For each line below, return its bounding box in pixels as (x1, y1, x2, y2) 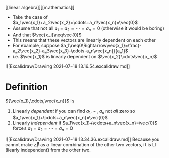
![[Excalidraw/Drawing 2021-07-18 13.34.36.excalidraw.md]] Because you (5, 136, 160, 142)
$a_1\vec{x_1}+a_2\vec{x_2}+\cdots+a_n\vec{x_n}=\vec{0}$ (12, 20, 138, 25)
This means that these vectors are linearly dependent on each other (12, 37, 156, 43)
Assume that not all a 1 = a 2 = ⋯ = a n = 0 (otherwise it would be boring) (12, 25, 164, 32)
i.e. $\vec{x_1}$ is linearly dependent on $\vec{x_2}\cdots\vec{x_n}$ (12, 53, 157, 59)
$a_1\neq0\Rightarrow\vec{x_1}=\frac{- (60, 42, 142, 48)
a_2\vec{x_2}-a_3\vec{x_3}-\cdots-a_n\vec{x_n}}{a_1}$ (12, 48, 129, 54)
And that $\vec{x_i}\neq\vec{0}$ (12, 32, 82, 38)
